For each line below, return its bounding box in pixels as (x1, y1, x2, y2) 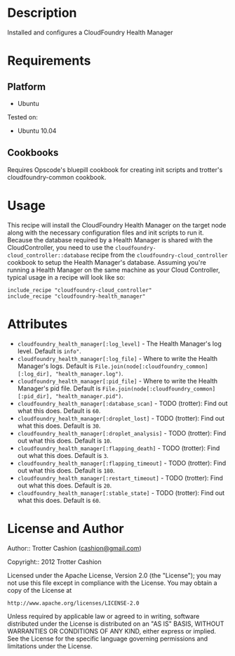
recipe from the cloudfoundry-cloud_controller (90, 251, 228, 259)
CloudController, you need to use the (7, 243, 114, 251)
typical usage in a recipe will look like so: (7, 273, 126, 282)
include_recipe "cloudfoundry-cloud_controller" (7, 287, 152, 294)
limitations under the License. (7, 641, 93, 650)
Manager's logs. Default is (17, 362, 93, 370)
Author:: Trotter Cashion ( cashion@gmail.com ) (7, 544, 142, 552)
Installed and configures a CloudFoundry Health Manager (7, 28, 173, 37)
